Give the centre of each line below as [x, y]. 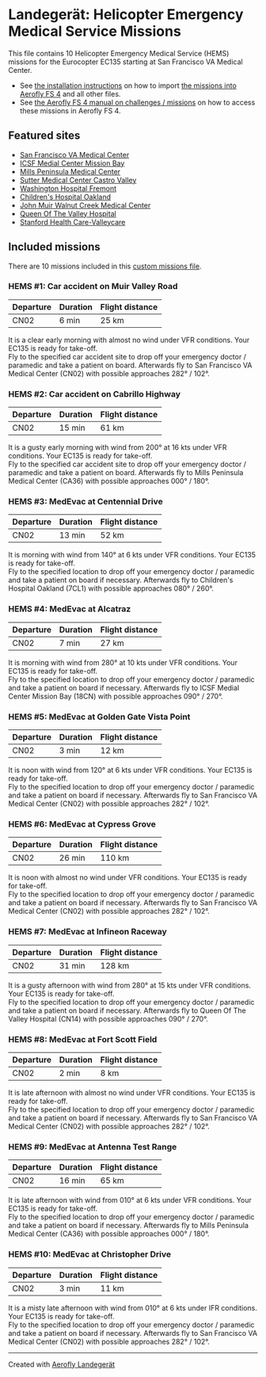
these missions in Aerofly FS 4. [70, 110]
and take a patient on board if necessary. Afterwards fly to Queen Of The [127, 1010]
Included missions [54, 247]
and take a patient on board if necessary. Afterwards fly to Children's [121, 580]
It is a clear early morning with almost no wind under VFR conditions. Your [129, 340]
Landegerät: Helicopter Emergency [126, 15]
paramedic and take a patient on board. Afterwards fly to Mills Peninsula [126, 473]
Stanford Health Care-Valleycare [72, 222]
